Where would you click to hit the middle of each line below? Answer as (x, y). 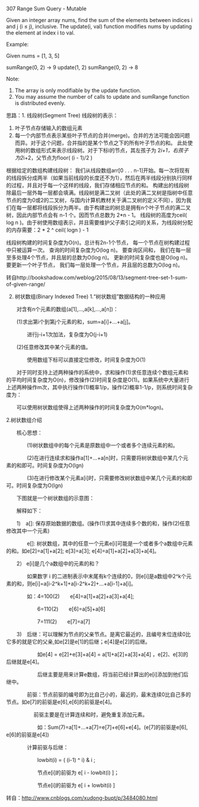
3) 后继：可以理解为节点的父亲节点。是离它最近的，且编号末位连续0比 (104, 634)
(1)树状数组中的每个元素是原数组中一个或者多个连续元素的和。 (102, 445)
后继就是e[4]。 (24, 662)
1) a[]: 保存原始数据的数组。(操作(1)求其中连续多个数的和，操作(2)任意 (103, 523)
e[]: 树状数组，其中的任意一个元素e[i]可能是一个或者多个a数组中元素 (110, 543)
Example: (17, 44)
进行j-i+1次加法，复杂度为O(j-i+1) (67, 334)
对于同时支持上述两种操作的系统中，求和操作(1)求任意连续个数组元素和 (102, 372)
